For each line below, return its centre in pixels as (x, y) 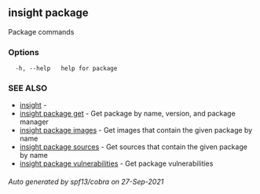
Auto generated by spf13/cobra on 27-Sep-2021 (86, 181)
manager (34, 122)
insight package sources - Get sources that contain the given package (133, 147)
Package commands (41, 31)
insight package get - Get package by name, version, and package (127, 114)
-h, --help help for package (66, 69)
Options (24, 52)
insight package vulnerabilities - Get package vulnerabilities (116, 163)
